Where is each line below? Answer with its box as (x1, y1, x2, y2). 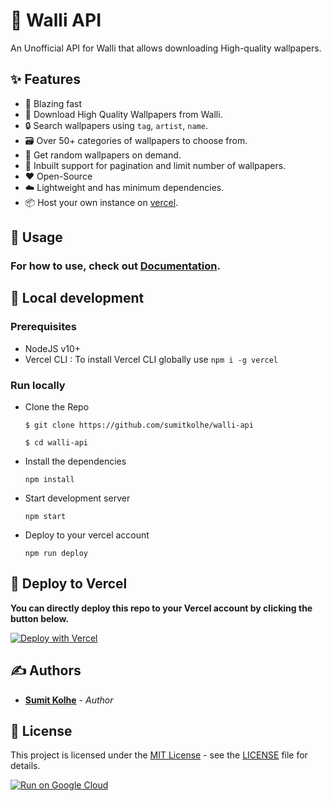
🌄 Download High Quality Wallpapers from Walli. (24, 108, 223, 120)
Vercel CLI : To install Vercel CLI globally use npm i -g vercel (24, 353, 279, 365)
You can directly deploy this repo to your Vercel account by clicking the (10, 602, 313, 614)
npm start (24, 512, 67, 522)
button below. (10, 612, 70, 624)
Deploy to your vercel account (24, 529, 150, 541)
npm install (24, 475, 75, 485)
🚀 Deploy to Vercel (10, 575, 128, 593)
